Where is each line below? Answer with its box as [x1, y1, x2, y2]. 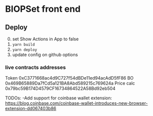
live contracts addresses [5, 64, 66, 71]
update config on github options [12, 52, 78, 58]
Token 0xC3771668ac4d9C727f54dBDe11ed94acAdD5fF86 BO [5, 75, 134, 81]
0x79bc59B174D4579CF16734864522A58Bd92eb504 [5, 86, 115, 91]
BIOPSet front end [5, 3, 81, 15]
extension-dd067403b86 [5, 106, 56, 112]
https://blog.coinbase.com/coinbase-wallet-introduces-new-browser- [5, 100, 148, 106]
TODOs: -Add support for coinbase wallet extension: [5, 95, 112, 101]
